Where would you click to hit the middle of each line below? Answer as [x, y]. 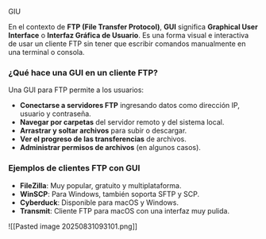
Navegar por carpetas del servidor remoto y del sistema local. [122, 122]
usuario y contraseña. [55, 114]
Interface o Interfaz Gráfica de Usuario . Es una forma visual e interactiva [128, 35]
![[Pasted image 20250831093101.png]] [73, 226]
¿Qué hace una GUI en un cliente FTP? [83, 72]
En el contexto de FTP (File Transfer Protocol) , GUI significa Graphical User [133, 27]
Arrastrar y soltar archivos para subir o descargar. [103, 131]
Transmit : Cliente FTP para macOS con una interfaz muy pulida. [125, 210]
